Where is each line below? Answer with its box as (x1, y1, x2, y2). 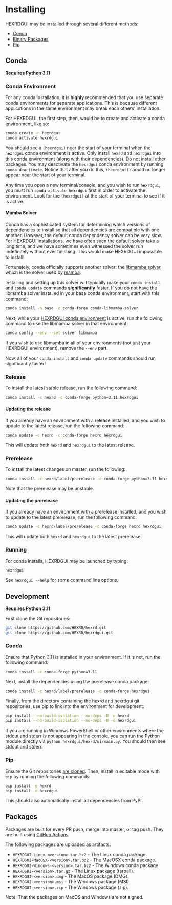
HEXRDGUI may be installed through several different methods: (5, 21, 139, 27)
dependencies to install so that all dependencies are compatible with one (5, 227, 160, 233)
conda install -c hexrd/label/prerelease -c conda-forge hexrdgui (5, 688, 150, 694)
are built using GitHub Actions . (5, 831, 70, 837)
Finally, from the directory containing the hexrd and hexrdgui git (5, 698, 140, 704)
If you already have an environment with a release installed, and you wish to (5, 417, 165, 424)
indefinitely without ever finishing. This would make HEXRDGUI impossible (5, 249, 162, 254)
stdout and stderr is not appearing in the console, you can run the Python (5, 733, 160, 739)
